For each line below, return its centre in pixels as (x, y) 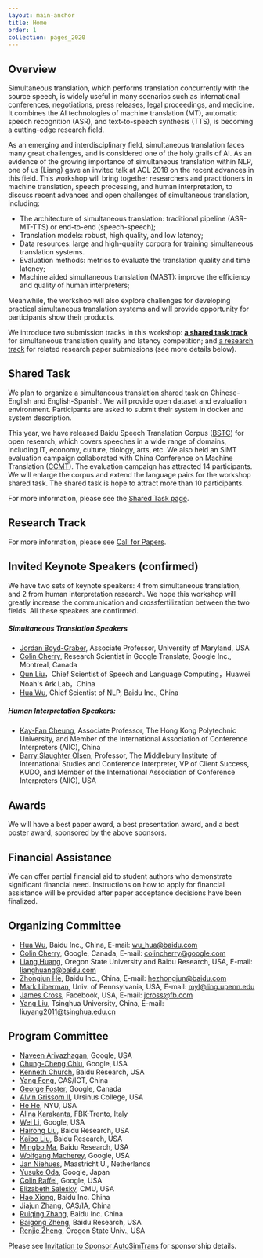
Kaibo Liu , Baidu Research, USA (71, 1139)
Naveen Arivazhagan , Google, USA (76, 1055)
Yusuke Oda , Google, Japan (65, 1172)
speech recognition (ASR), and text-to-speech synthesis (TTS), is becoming (131, 122)
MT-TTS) (34, 227)
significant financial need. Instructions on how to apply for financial (117, 885)
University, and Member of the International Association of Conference (133, 739)
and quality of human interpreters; (75, 285)
